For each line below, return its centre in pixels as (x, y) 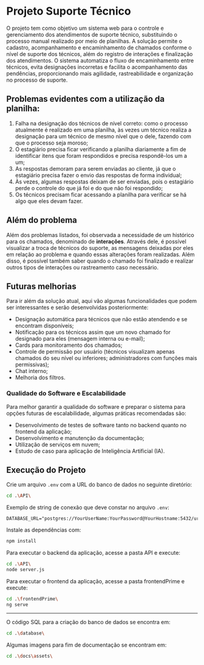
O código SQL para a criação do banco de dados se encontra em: (89, 622)
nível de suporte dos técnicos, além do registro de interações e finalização (100, 54)
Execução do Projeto (46, 470)
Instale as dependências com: (44, 530)
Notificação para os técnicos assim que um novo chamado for (93, 332)
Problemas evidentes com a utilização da (86, 99)
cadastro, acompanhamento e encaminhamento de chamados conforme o (99, 48)
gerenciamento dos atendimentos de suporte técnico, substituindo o (92, 34)
